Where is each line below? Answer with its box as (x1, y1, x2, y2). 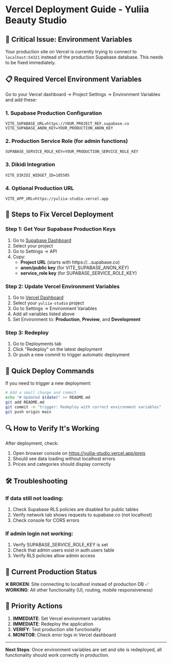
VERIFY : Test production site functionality (12, 626, 101, 632)
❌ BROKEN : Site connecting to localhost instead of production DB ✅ (5, 581, 149, 588)
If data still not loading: (5, 495, 64, 502)
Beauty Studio (5, 14, 67, 26)
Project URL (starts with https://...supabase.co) (20, 259, 120, 265)
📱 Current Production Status (5, 567, 97, 576)
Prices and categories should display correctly (12, 461, 111, 467)
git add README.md (5, 400, 45, 405)
